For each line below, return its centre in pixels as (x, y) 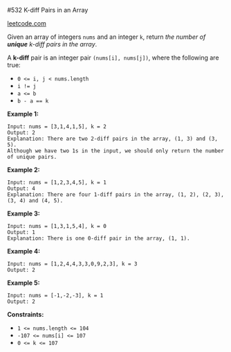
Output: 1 (21, 232)
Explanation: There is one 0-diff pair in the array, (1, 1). (99, 238)
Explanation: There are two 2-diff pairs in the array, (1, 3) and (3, (112, 139)
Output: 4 (21, 188)
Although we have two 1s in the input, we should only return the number (116, 151)
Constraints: (26, 314)
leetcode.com (27, 23)
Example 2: (24, 170)
